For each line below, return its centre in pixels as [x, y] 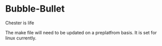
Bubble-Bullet [35, 9]
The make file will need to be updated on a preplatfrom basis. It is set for [81, 32]
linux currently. [21, 38]
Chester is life [20, 23]
